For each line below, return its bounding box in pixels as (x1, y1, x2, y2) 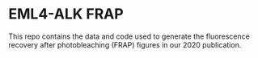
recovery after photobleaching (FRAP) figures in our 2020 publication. (8, 39, 242, 49)
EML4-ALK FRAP (8, 5, 124, 23)
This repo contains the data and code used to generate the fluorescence (8, 31, 251, 41)
